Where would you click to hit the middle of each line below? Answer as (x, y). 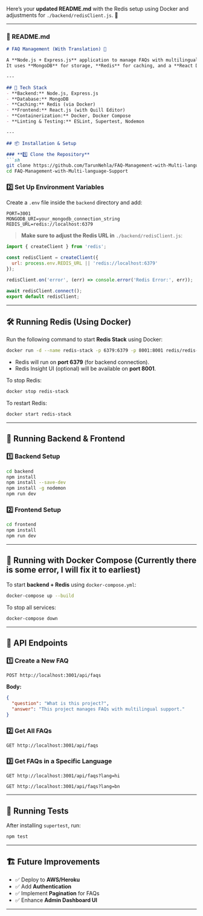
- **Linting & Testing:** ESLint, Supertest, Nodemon (76, 122)
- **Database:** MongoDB (37, 99)
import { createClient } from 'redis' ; (56, 247)
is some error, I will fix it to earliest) (73, 570)
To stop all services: (31, 607)
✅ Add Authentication (43, 886)
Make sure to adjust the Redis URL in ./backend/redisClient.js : (102, 235)
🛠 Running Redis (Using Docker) (69, 322)
